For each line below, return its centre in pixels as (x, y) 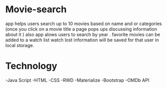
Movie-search (36, 9)
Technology (31, 66)
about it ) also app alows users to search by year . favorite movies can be (83, 34)
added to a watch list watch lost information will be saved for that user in (82, 40)
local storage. (20, 45)
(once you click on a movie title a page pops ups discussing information (81, 29)
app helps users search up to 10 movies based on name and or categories (83, 24)
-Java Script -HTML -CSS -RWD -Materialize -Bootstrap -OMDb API (77, 80)
